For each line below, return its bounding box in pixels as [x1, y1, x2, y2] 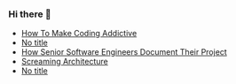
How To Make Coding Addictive [20, 28, 138, 39]
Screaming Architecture [20, 57, 108, 67]
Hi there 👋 [8, 8, 52, 20]
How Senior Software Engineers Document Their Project [20, 47, 227, 57]
